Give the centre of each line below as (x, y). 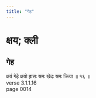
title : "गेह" (20, 11)
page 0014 (19, 89)
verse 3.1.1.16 (21, 83)
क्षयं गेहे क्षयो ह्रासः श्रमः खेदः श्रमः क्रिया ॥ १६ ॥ (48, 76)
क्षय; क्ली (22, 40)
